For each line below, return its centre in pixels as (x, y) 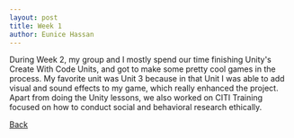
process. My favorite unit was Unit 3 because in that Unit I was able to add (147, 79)
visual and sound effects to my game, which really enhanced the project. (144, 88)
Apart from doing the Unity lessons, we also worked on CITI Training (136, 98)
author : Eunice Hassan (52, 34)
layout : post (34, 17)
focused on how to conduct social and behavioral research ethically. (136, 108)
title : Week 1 (36, 26)
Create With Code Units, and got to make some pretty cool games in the (143, 69)
